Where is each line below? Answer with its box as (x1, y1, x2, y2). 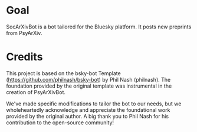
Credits (6, 50, 43, 64)
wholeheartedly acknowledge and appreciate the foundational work (6, 106, 170, 113)
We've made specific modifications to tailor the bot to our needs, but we (6, 100, 182, 107)
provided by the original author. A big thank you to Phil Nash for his (6, 112, 169, 120)
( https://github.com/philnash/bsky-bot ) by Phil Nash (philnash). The (6, 76, 171, 83)
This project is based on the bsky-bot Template (6, 69, 121, 77)
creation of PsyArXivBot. (6, 88, 66, 95)
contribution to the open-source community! (6, 119, 114, 126)
